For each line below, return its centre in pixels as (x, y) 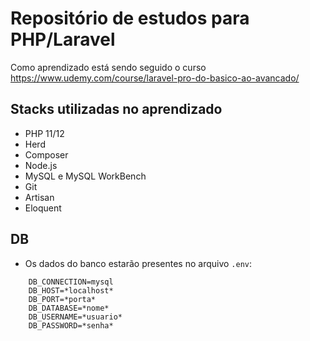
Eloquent (43, 208)
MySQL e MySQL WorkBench (85, 176)
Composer (46, 154)
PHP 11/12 (44, 133)
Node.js (41, 165)
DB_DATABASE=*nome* (69, 308)
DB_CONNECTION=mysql (71, 282)
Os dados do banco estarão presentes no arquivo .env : (138, 263)
